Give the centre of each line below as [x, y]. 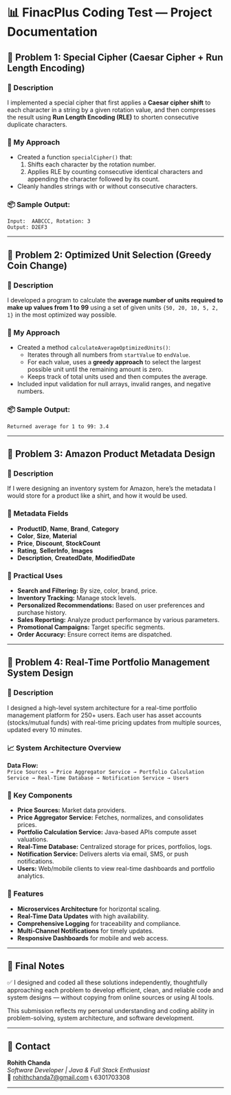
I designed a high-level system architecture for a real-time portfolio [102, 707]
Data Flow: [23, 766]
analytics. [31, 876]
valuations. [33, 839]
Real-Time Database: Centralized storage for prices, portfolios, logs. [114, 847]
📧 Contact [29, 1046]
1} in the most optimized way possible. [62, 315]
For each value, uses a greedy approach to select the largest [114, 362]
